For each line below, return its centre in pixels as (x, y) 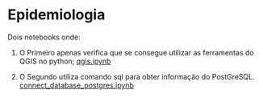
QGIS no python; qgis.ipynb (65, 61)
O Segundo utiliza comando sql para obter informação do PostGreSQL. (137, 76)
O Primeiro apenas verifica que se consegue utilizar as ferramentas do (137, 52)
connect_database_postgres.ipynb (77, 85)
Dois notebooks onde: (44, 37)
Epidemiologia (56, 15)
